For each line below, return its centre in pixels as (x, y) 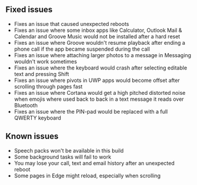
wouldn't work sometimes (45, 61)
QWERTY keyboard (37, 118)
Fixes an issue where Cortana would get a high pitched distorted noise (100, 92)
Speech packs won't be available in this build (69, 150)
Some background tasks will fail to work (63, 157)
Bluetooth (26, 105)
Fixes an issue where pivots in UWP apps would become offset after (97, 80)
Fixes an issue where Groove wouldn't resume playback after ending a (99, 42)
